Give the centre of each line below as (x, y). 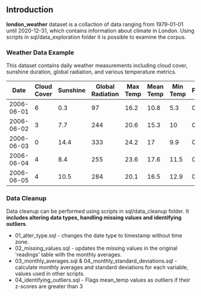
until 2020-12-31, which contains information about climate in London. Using (100, 30)
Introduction (30, 10)
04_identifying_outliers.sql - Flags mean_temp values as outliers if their (103, 280)
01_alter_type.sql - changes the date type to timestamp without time (98, 236)
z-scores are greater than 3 (49, 286)
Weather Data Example (40, 52)
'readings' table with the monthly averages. (68, 255)
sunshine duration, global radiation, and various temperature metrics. (91, 72)
